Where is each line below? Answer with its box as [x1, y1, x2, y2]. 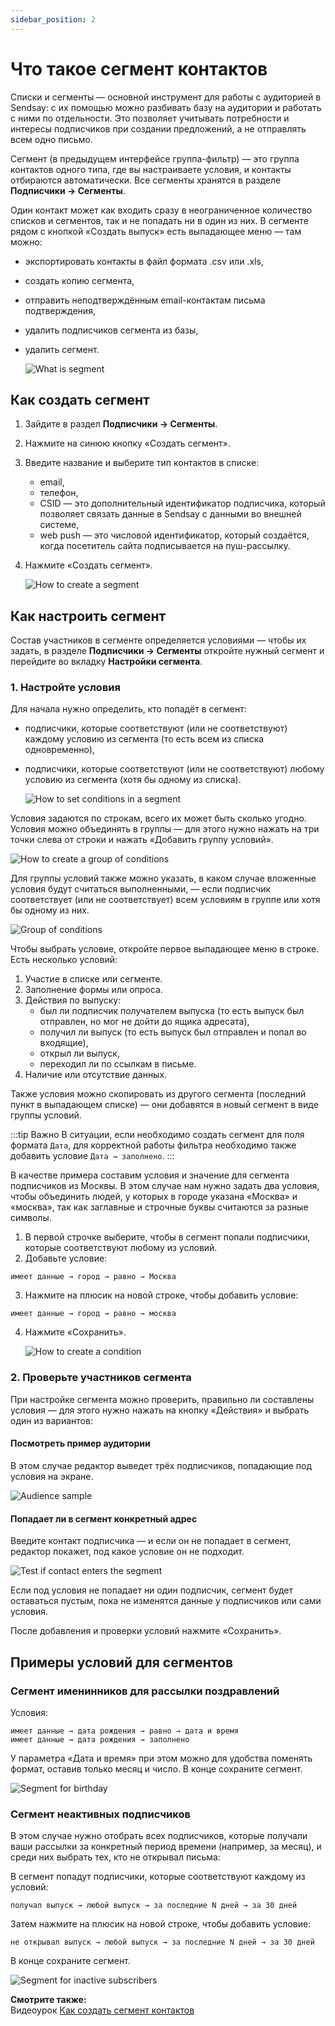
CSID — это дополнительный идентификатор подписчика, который [39, 497, 326, 510]
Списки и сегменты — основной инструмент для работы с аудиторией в [10, 91, 322, 103]
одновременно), [24, 744, 95, 756]
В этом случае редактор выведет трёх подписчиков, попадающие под [10, 1459, 313, 1471]
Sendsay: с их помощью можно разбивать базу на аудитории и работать [10, 101, 322, 113]
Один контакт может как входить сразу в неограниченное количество [10, 204, 313, 216]
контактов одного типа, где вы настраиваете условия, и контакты [10, 163, 292, 175]
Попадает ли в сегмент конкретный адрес [10, 1512, 198, 1525]
